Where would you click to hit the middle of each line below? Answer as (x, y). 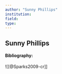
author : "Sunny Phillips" (31, 10)
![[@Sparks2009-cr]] (26, 66)
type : (10, 23)
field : (12, 19)
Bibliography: (19, 56)
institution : (18, 14)
